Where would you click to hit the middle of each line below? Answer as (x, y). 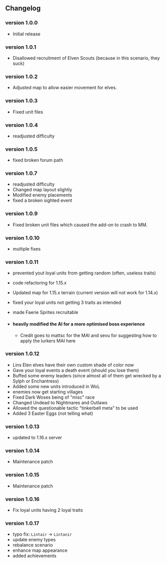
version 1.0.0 (22, 23)
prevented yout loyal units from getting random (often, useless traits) (84, 273)
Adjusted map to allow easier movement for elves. (65, 88)
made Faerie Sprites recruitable (45, 312)
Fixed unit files (28, 112)
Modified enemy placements (42, 195)
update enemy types (34, 540)
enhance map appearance (40, 550)
